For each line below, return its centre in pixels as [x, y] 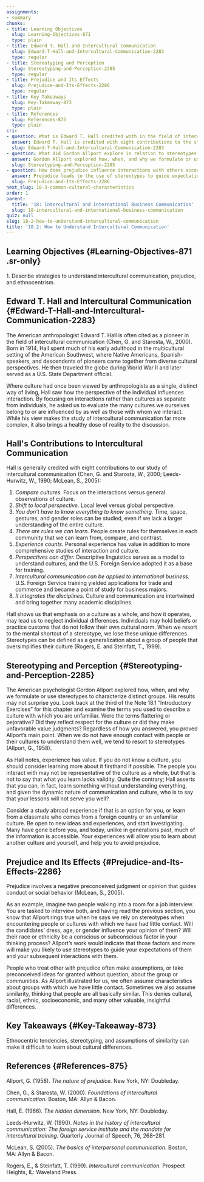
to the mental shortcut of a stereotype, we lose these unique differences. [97, 634]
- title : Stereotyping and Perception [55, 63]
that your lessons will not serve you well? [58, 799]
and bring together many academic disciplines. [74, 603]
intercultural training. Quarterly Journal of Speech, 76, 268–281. [86, 1135]
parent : [16, 198]
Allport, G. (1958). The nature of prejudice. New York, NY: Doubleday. [93, 1080]
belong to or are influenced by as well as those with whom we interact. [95, 411]
